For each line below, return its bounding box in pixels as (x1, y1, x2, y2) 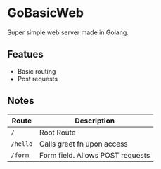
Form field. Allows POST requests (39, 150, 150, 160)
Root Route (39, 128, 76, 137)
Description (75, 116, 115, 126)
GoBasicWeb (7, 5, 84, 21)
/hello (11, 140, 33, 148)
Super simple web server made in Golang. (7, 28, 129, 36)
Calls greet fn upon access (39, 139, 128, 149)
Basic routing (17, 67, 56, 75)
